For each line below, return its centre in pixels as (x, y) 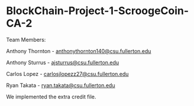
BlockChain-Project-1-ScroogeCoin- (98, 11)
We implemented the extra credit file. (51, 97)
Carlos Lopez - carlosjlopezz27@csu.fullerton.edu (67, 74)
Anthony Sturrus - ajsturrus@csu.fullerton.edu (63, 62)
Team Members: (26, 39)
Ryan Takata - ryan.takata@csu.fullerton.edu (61, 85)
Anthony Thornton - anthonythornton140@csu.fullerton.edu (79, 51)
